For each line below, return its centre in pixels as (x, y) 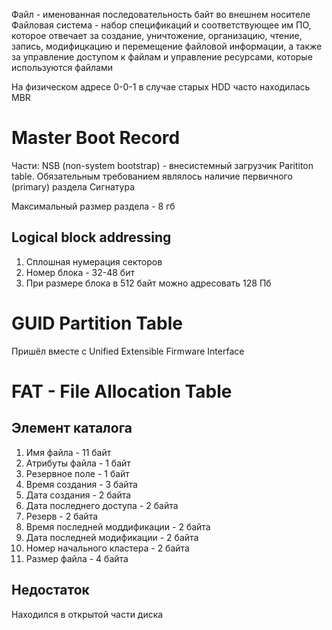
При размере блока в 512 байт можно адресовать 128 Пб (148, 283)
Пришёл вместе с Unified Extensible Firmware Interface (128, 351)
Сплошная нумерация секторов (94, 261)
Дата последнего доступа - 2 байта (102, 505)
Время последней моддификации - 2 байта (118, 526)
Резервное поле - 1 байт (77, 473)
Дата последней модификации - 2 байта (112, 537)
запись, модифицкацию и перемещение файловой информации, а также (167, 46)
